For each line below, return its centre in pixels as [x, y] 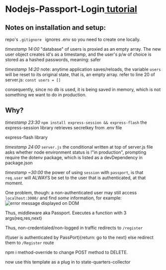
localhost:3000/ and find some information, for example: [63, 198]
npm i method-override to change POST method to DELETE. [67, 252]
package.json [19, 163]
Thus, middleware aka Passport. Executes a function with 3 [66, 213]
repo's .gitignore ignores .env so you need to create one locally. [73, 39]
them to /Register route [30, 243]
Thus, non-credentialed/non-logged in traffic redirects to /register [74, 228]
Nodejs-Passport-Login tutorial [71, 9]
